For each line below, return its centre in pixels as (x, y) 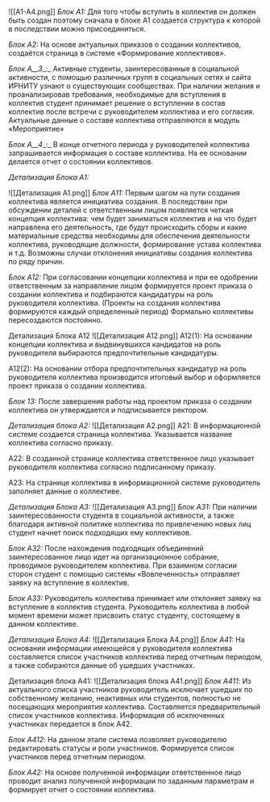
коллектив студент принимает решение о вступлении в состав (117, 103)
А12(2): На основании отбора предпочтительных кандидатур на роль (128, 368)
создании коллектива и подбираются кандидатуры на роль (111, 294)
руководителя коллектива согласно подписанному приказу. (112, 467)
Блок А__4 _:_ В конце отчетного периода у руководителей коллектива (129, 144)
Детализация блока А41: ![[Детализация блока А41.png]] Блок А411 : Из (130, 681)
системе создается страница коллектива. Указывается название (120, 434)
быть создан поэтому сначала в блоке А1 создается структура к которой (135, 20)
